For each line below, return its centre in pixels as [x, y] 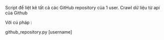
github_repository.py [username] [39, 32]
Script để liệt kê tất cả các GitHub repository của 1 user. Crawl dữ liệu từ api [82, 8]
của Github [16, 13]
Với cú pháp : [19, 22]
